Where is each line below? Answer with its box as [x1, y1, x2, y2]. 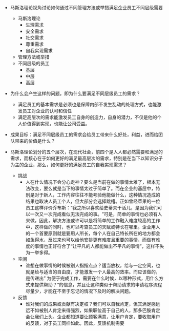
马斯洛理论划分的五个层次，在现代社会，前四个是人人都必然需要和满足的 [10, 149, 163, 155]
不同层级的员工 [17, 61, 50, 66]
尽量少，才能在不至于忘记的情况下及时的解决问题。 [25, 288, 134, 294]
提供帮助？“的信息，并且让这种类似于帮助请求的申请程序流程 [34, 282, 162, 287]
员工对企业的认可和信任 [22, 108, 72, 114]
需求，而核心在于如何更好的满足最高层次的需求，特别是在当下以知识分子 [10, 155, 163, 161]
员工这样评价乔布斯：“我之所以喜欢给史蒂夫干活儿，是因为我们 [25, 205, 158, 210]
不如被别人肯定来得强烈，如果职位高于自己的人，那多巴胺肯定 [30, 307, 160, 313]
